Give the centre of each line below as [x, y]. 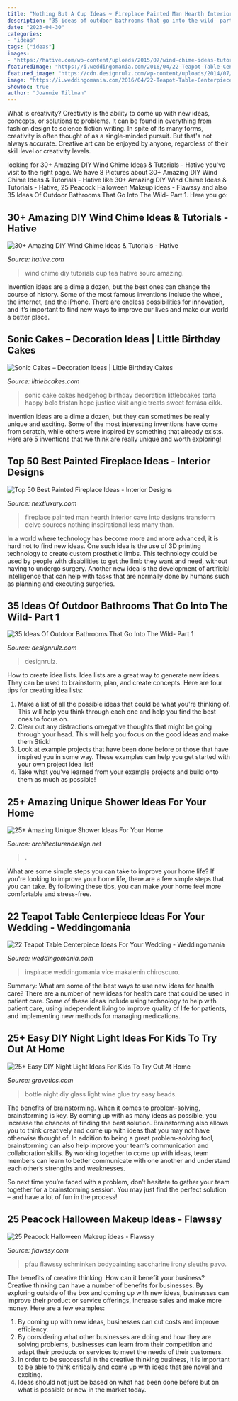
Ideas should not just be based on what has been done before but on [118, 1382]
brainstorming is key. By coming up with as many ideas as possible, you [112, 1115]
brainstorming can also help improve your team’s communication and [108, 1145]
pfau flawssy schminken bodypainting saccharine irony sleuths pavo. [125, 1264]
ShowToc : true [28, 87]
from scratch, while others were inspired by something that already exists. [115, 431]
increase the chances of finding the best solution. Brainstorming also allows [118, 1123]
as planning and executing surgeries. [61, 584]
